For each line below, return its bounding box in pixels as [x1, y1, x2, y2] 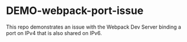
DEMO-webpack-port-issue [6, 4, 144, 17]
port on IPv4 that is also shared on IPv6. [6, 29, 102, 36]
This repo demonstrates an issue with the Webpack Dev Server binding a [6, 23, 182, 30]
